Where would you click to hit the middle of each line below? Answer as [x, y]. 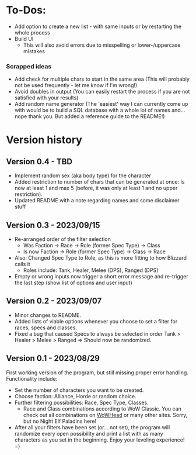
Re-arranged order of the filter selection [62, 239]
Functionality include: [32, 378]
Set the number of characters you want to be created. [79, 390]
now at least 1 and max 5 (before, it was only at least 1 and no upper [96, 188]
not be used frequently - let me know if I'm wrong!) [76, 85]
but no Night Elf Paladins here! [60, 421]
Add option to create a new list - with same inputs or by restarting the [98, 26]
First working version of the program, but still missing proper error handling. [97, 373]
